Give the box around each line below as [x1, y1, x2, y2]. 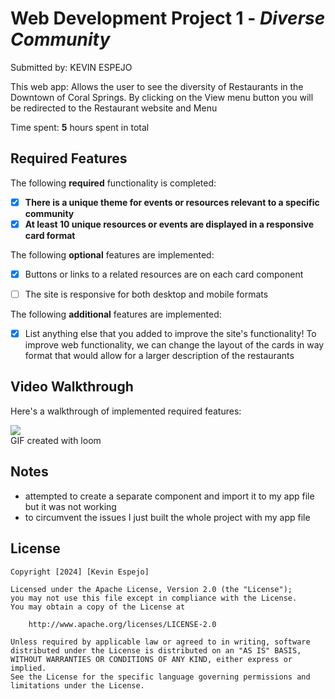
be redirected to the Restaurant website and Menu [10, 102, 218, 114]
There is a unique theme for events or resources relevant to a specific [24, 196, 320, 208]
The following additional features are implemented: [10, 308, 222, 320]
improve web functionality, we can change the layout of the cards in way [24, 339, 325, 351]
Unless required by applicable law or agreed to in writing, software [10, 637, 311, 647]
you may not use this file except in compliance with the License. [10, 593, 298, 603]
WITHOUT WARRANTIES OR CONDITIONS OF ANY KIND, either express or [10, 654, 293, 664]
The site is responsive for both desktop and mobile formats [24, 288, 269, 300]
